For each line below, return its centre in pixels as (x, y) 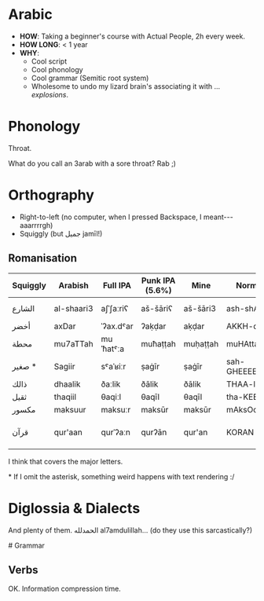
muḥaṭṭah (201, 343)
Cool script (49, 61)
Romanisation (42, 258)
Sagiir (65, 366)
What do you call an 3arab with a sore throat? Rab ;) (92, 163)
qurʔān (154, 432)
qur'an (196, 432)
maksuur (70, 409)
